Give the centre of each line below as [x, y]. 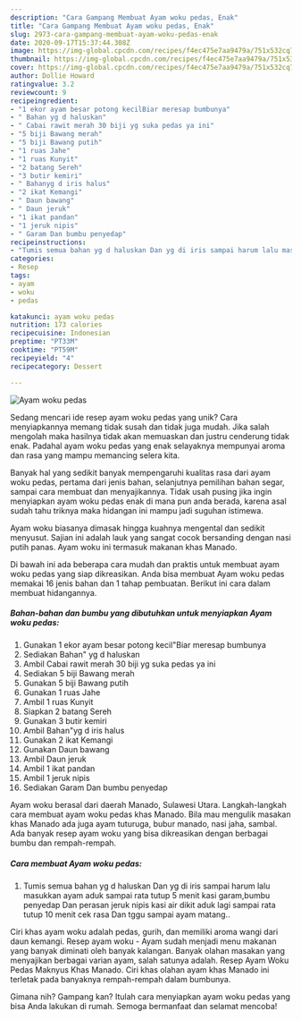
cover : [22, 68]
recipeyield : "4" [42, 358]
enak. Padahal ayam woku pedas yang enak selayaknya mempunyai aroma [148, 446]
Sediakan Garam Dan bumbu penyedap [95, 787]
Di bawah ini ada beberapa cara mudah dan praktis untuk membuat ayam [145, 564]
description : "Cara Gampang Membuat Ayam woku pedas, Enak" [125, 17]
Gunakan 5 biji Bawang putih [75, 683]
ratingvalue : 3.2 [42, 84]
